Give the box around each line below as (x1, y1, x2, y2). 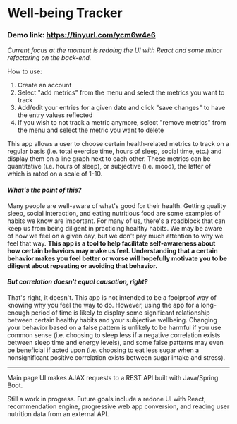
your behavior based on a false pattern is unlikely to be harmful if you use (7, 323, 221, 332)
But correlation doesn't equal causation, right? (7, 277, 148, 286)
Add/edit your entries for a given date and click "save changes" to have (17, 104, 226, 112)
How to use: (7, 67, 42, 75)
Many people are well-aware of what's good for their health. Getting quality (7, 201, 226, 210)
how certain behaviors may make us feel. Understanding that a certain (7, 246, 218, 255)
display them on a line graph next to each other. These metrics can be (7, 155, 211, 163)
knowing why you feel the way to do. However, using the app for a (7, 301, 200, 309)
